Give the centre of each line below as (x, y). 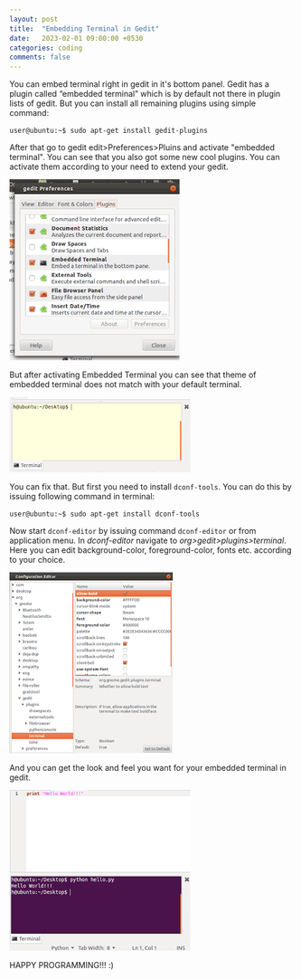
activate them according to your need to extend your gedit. (119, 166)
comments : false (40, 57)
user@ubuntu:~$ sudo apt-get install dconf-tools (105, 514)
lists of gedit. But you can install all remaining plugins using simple (132, 103)
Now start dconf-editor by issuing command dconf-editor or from (133, 531)
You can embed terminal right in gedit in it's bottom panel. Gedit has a (139, 84)
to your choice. (38, 560)
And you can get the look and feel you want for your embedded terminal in (148, 768)
